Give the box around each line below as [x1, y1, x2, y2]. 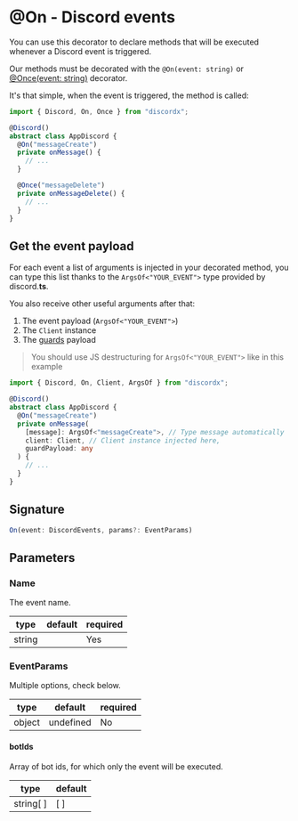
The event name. [9, 597, 71, 608]
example [30, 362, 63, 372]
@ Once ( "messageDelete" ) [17, 181, 105, 190]
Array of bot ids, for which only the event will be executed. [9, 760, 224, 772]
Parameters [9, 550, 76, 565]
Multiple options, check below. [9, 680, 122, 691]
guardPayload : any [25, 444, 93, 453]
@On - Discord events [9, 7, 176, 28]
